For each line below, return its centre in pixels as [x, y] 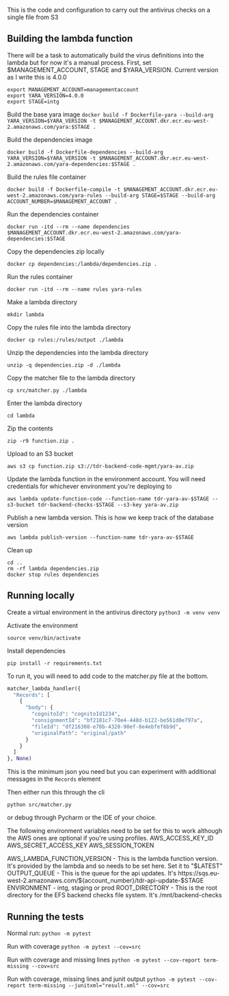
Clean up [20, 550]
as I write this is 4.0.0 [37, 77]
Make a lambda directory [42, 302]
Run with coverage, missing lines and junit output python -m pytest [102, 979]
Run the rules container [40, 276]
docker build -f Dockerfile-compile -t [64, 189]
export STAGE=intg [33, 101]
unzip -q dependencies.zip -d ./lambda [64, 365]
